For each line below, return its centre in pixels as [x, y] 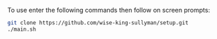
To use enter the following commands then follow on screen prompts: [109, 10]
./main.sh [22, 29]
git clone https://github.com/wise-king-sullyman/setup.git [98, 23]
